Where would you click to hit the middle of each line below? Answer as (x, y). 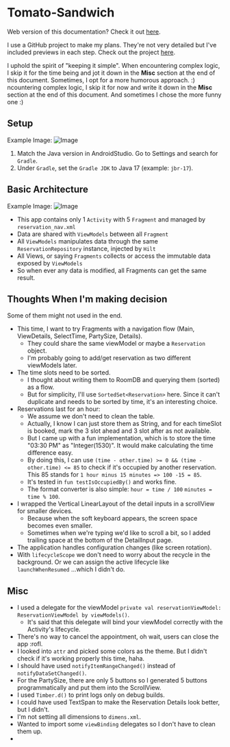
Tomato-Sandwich (61, 13)
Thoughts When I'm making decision (87, 299)
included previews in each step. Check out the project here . (91, 52)
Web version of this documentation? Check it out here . (84, 32)
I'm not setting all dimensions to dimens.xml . (79, 717)
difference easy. (50, 453)
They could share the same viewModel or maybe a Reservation (116, 344)
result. (26, 277)
